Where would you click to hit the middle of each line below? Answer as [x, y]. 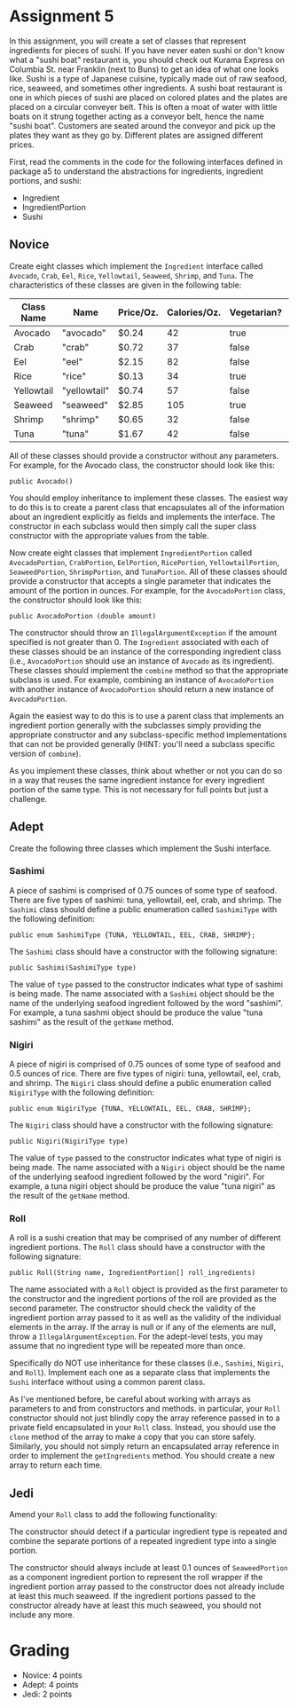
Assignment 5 [62, 16]
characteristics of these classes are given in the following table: [125, 285]
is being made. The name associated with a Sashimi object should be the [142, 993]
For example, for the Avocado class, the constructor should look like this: [142, 465]
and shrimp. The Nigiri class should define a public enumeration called [141, 1083]
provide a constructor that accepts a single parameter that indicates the [140, 581]
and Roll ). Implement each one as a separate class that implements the [140, 1373]
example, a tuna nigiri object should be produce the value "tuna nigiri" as [142, 1186]
